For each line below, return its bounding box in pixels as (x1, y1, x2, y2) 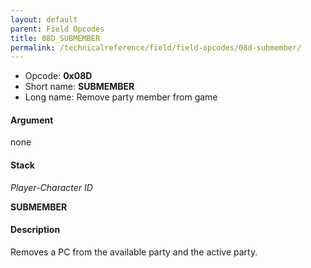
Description (10, 224, 61, 236)
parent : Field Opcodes (10, 24, 105, 34)
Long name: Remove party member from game (24, 91, 218, 103)
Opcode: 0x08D (24, 70, 93, 82)
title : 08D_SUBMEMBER (10, 33, 101, 43)
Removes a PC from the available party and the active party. (10, 246, 258, 258)
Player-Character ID (10, 181, 93, 193)
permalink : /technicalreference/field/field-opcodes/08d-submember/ (10, 42, 302, 53)
